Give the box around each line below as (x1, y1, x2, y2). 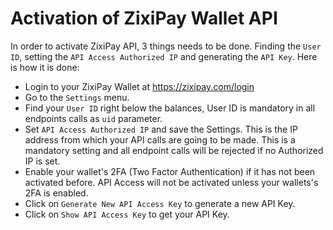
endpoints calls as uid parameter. (24, 112, 163, 124)
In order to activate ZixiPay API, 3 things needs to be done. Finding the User (10, 40, 322, 52)
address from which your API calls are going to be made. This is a (24, 133, 296, 146)
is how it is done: (10, 61, 80, 73)
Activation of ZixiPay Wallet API (10, 7, 278, 30)
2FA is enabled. (24, 187, 89, 199)
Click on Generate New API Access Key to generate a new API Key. (24, 197, 296, 209)
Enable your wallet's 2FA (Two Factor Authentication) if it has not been (24, 165, 316, 177)
